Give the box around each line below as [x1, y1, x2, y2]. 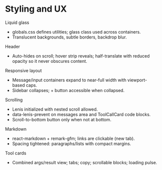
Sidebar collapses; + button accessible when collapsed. [12, 87, 125, 93]
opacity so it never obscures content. [12, 58, 87, 64]
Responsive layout [5, 67, 42, 74]
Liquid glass [5, 19, 29, 25]
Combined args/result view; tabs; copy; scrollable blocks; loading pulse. [12, 159, 158, 165]
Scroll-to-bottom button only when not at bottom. [12, 116, 112, 122]
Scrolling [5, 96, 23, 103]
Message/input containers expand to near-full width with [12, 77, 127, 83]
